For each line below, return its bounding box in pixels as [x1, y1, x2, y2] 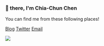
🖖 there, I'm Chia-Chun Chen [5, 5, 77, 12]
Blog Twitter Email [5, 26, 43, 32]
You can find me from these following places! [5, 16, 99, 22]
